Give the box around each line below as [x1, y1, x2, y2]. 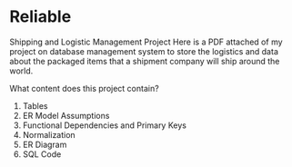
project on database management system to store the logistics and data [9, 45, 279, 56]
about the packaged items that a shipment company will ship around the [9, 55, 280, 66]
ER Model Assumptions [22, 110, 110, 121]
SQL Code [22, 148, 62, 160]
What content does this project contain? [9, 83, 159, 93]
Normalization [22, 129, 76, 140]
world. [9, 65, 34, 76]
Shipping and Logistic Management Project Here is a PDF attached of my [9, 36, 284, 47]
